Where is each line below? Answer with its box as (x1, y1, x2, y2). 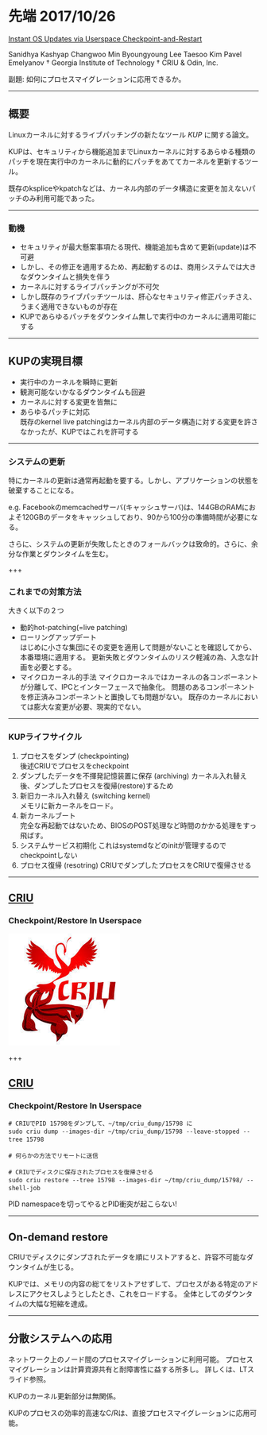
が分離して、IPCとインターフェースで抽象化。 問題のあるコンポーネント (19, 683, 256, 692)
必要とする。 (33, 663, 76, 672)
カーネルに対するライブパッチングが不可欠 (19, 282, 160, 292)
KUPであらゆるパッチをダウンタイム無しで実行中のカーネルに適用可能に (19, 311, 257, 322)
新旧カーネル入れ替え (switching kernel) (19, 791, 151, 800)
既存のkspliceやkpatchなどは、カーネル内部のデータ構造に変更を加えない (8, 184, 249, 193)
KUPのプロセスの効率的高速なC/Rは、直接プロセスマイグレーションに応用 (8, 1408, 250, 1418)
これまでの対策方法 (8, 586, 82, 598)
